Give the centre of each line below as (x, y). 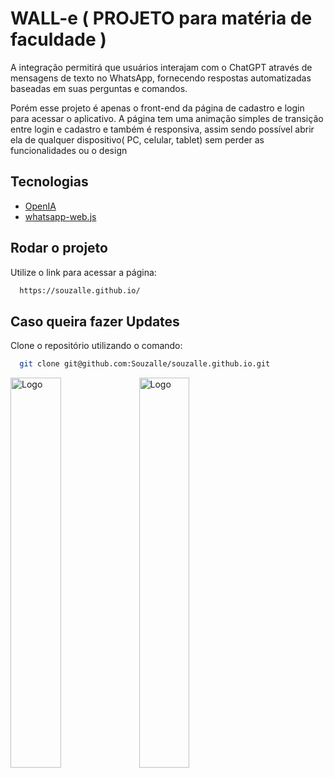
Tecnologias (49, 182)
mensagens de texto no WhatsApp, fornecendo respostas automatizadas (161, 78)
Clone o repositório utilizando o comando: (96, 346)
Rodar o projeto (59, 248)
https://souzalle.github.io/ (80, 290)
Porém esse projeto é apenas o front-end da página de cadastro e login (157, 108)
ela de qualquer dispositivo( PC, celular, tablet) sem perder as (137, 139)
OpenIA (40, 206)
